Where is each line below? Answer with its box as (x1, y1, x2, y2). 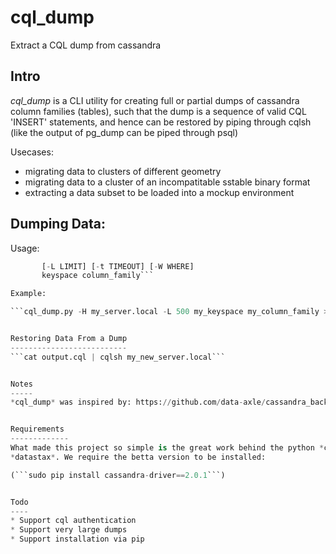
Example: (10, 289, 47, 299)
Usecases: (10, 146, 54, 158)
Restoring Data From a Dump (10, 334, 128, 344)
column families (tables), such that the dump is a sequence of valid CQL (10, 105, 307, 117)
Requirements (10, 424, 65, 435)
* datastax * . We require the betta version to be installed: (10, 452, 267, 462)
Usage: (10, 242, 40, 254)
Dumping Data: (10, 216, 107, 233)
